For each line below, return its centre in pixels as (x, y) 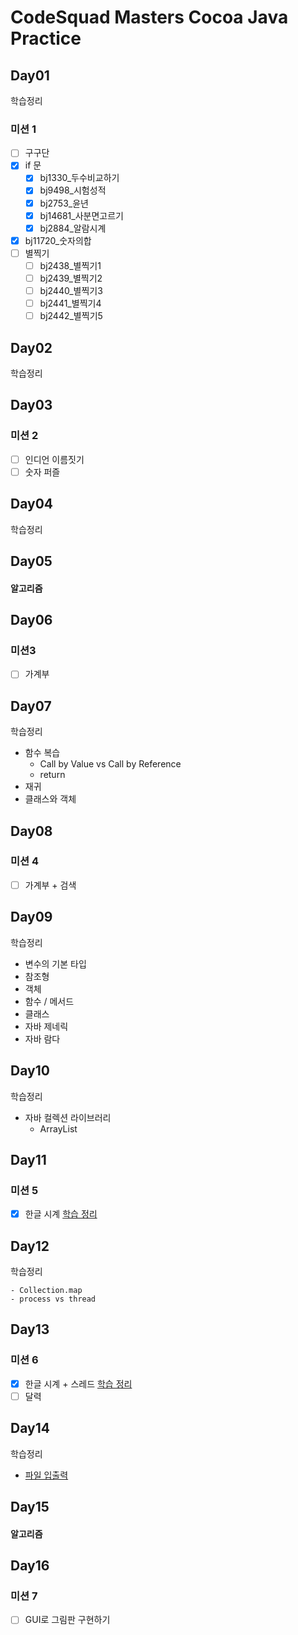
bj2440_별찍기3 (71, 290)
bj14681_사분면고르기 (81, 215)
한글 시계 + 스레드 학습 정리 (78, 1383)
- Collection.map (46, 1291)
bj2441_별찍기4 (70, 303)
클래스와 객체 (50, 799)
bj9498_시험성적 (73, 190)
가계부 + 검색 (50, 885)
